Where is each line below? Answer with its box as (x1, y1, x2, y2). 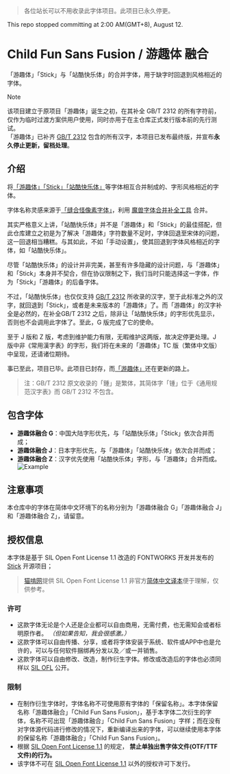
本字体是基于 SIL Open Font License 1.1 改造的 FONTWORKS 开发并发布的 (7, 553, 214, 561)
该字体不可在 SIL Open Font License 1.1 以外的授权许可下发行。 (16, 759, 194, 767)
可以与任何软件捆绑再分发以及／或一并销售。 (35, 646, 162, 655)
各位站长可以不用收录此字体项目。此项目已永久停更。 (23, 7, 175, 14)
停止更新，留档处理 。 (12, 141, 73, 149)
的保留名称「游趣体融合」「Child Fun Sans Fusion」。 (16, 734, 164, 742)
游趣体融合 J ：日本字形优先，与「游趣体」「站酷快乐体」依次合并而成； (16, 446, 218, 455)
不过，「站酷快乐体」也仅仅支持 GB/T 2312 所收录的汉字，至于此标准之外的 (7, 292, 217, 300)
